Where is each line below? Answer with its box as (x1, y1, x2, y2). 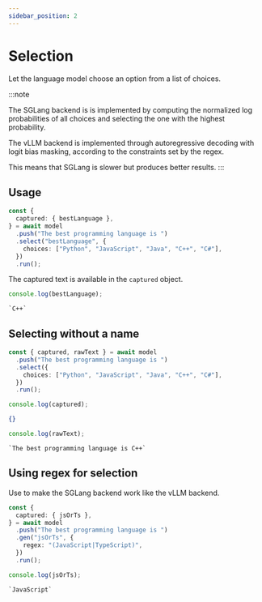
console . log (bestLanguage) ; (8, 290, 104, 298)
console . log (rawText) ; (8, 430, 85, 438)
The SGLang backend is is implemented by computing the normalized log (8, 105, 253, 114)
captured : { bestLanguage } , (15, 215, 114, 223)
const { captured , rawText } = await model (8, 348, 158, 357)
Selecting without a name (8, 327, 140, 340)
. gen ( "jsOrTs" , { (15, 534, 74, 542)
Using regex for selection (8, 467, 138, 480)
